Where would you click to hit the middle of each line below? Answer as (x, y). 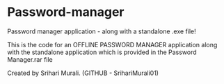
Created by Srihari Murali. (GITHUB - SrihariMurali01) (83, 73)
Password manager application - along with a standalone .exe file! (102, 31)
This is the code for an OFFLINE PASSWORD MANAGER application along (112, 44)
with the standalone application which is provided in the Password (102, 52)
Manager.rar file (30, 59)
